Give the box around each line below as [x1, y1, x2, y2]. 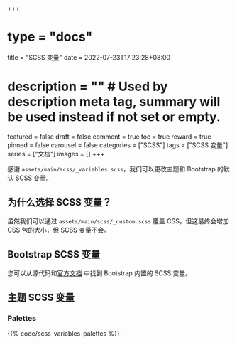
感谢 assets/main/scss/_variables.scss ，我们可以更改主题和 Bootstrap [7, 164, 216, 173]
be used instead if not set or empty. [7, 109, 221, 125]
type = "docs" [7, 29, 93, 45]
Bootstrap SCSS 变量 [7, 248, 101, 260]
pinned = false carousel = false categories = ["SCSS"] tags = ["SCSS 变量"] [7, 140, 228, 149]
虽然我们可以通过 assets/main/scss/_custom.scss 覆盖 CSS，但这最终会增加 [7, 216, 229, 225]
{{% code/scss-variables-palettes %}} [7, 329, 120, 338]
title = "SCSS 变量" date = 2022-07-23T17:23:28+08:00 [7, 53, 171, 61]
